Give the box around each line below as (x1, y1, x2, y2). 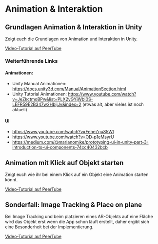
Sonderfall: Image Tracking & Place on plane (5, 200, 142, 209)
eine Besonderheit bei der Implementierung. (5, 224, 94, 230)
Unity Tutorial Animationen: (12, 91, 67, 97)
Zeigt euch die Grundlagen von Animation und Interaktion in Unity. (5, 36, 138, 42)
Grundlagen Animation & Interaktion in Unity (5, 23, 142, 31)
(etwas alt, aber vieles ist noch (82, 101, 144, 107)
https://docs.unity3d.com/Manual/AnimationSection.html (12, 86, 126, 92)
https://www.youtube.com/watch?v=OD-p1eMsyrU (12, 134, 114, 140)
